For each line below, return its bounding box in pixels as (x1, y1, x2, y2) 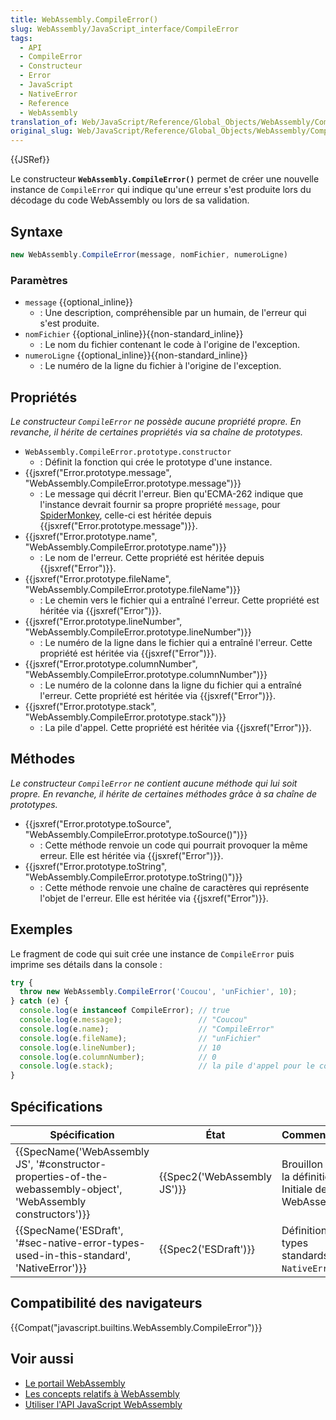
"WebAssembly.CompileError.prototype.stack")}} (24, 711, 227, 723)
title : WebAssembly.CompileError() (10, 14, 159, 25)
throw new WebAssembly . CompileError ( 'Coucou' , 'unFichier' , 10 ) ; (19, 987, 298, 997)
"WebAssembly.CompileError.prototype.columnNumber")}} (24, 668, 268, 680)
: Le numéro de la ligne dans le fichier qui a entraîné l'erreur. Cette (39, 636, 313, 648)
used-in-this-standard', (15, 1248, 132, 1262)
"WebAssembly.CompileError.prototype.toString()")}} (24, 871, 243, 883)
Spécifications (10, 1098, 103, 1115)
